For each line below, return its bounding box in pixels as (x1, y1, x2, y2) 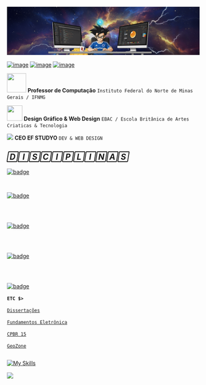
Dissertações (7, 307, 40, 313)
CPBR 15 (7, 331, 27, 337)
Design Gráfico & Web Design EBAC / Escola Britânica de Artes (23, 115, 189, 122)
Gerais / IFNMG (7, 94, 46, 100)
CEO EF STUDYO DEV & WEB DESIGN (14, 134, 103, 141)
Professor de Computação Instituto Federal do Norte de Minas (27, 87, 193, 94)
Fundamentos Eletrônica (7, 319, 68, 325)
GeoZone (7, 343, 27, 349)
